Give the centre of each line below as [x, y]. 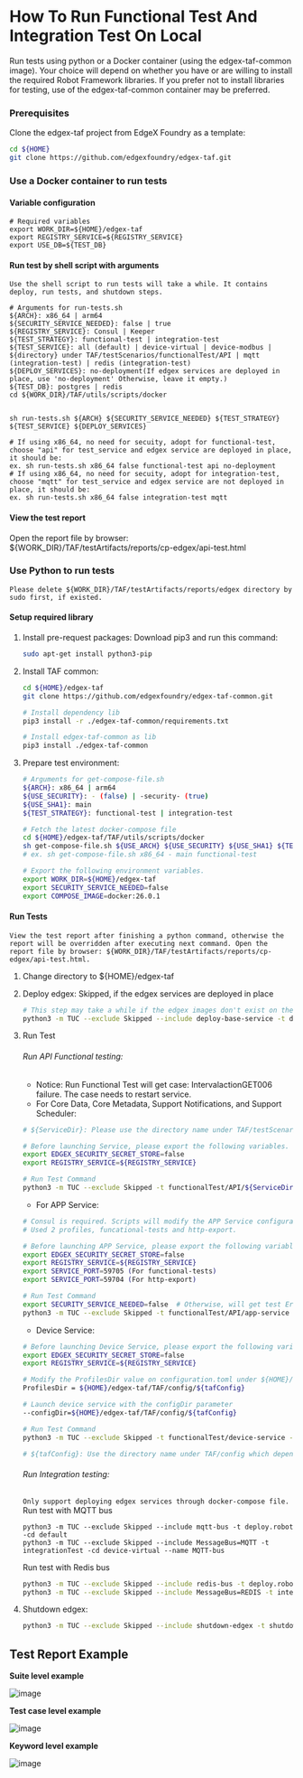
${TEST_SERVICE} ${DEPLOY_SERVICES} [78, 426]
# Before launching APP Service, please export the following [142, 1246]
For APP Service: [67, 1204]
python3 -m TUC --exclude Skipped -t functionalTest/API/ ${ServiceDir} [160, 1188]
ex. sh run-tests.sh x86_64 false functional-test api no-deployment [143, 466]
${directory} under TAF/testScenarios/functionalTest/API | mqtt [134, 356]
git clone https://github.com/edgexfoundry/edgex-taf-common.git [147, 696]
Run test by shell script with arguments [84, 265]
